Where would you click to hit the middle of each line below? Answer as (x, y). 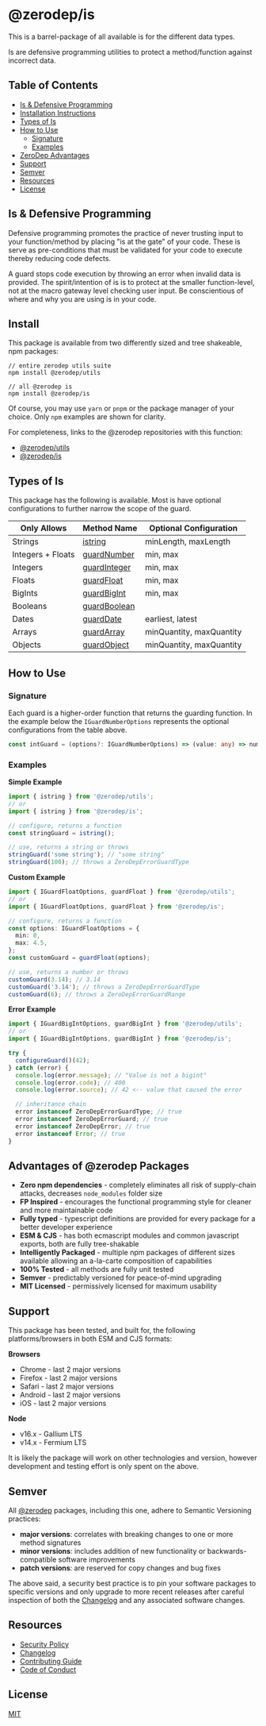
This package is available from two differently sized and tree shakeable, (125, 343)
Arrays (25, 632)
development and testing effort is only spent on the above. (104, 1466)
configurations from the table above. (68, 730)
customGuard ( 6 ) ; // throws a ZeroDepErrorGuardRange (97, 994)
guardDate (103, 619)
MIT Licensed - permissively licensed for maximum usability (118, 1286)
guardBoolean (109, 607)
